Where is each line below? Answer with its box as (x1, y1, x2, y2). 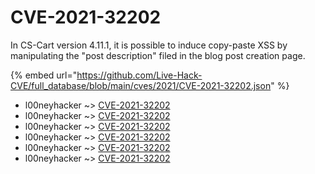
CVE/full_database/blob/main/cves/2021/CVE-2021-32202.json (10, 79, 272, 91)
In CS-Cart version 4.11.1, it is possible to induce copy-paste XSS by (10, 39, 288, 51)
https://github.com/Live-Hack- (76, 69, 203, 81)
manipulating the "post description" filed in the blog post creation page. (10, 49, 306, 61)
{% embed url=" (10, 69, 78, 81)
